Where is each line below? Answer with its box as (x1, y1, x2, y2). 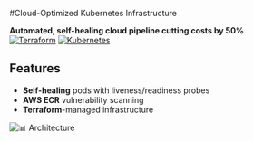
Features (9, 61, 61, 76)
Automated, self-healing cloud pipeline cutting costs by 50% (9, 25, 245, 35)
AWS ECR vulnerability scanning (22, 94, 144, 105)
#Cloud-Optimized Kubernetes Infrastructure (9, 8, 177, 18)
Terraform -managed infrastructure (22, 104, 154, 115)
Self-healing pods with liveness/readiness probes (22, 85, 210, 96)
